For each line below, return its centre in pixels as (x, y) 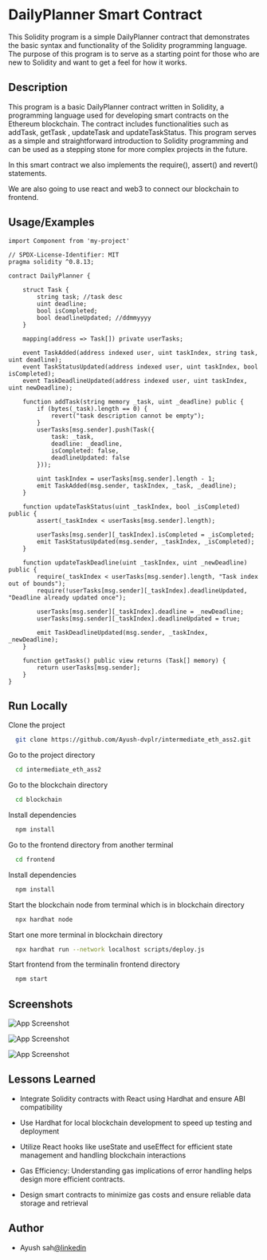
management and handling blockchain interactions (103, 1155)
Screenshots (41, 1004)
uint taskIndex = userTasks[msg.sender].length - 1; (126, 478)
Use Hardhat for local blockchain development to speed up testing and (136, 1122)
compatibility (41, 1107)
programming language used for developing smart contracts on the (119, 115)
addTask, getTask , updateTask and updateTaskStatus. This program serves (132, 132)
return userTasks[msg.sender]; (89, 668)
